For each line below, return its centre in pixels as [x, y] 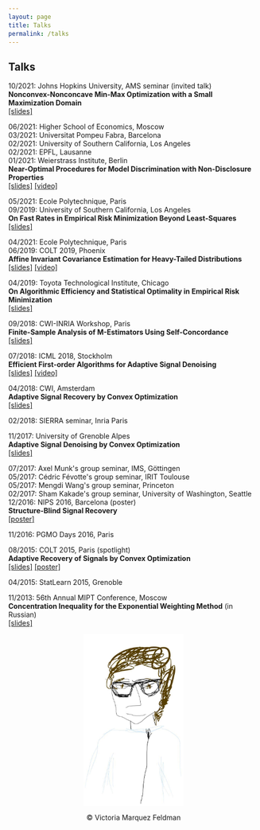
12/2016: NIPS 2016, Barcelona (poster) [72, 502]
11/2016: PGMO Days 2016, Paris [61, 535]
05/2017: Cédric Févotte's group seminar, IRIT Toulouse [99, 477]
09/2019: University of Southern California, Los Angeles [99, 210]
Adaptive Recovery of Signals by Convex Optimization [99, 559]
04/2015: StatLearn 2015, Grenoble [66, 583]
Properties [26, 177]
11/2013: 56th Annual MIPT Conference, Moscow [88, 598]
